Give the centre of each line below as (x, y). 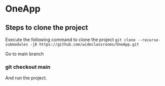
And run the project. (26, 78)
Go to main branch (25, 54)
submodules (17, 45)
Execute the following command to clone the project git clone (70, 39)
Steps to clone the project (47, 28)
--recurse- (149, 40)
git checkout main (28, 67)
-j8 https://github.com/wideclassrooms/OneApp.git (85, 45)
